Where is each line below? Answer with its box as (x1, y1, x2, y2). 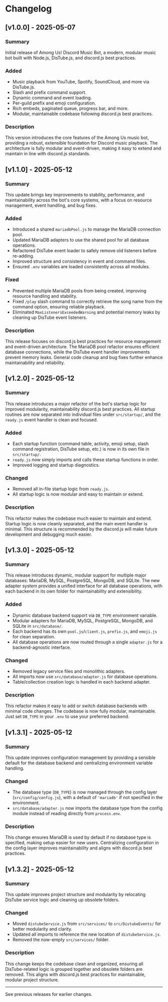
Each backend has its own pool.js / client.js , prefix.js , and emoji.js (12, 628, 157, 634)
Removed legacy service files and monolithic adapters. (12, 668, 125, 674)
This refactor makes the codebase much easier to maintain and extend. (5, 515, 152, 521)
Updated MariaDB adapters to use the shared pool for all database (12, 237, 149, 243)
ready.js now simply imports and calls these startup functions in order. (12, 457, 159, 463)
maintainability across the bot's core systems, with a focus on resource (5, 197, 152, 203)
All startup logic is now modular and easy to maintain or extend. (12, 491, 144, 497)
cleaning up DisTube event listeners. (12, 314, 87, 320)
